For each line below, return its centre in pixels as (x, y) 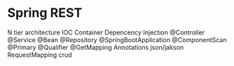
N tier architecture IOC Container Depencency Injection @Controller (106, 32)
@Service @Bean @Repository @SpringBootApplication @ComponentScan (117, 39)
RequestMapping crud (40, 55)
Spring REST (45, 13)
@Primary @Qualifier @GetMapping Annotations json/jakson (95, 47)
